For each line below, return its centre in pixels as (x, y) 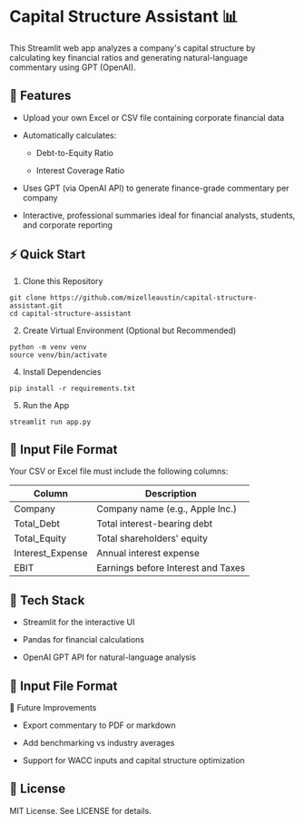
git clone (28, 298)
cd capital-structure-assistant (70, 313)
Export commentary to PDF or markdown (99, 725)
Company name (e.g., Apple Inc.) (167, 509)
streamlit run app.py (50, 422)
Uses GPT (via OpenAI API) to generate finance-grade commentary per (156, 188)
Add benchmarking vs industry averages (98, 743)
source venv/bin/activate (58, 355)
